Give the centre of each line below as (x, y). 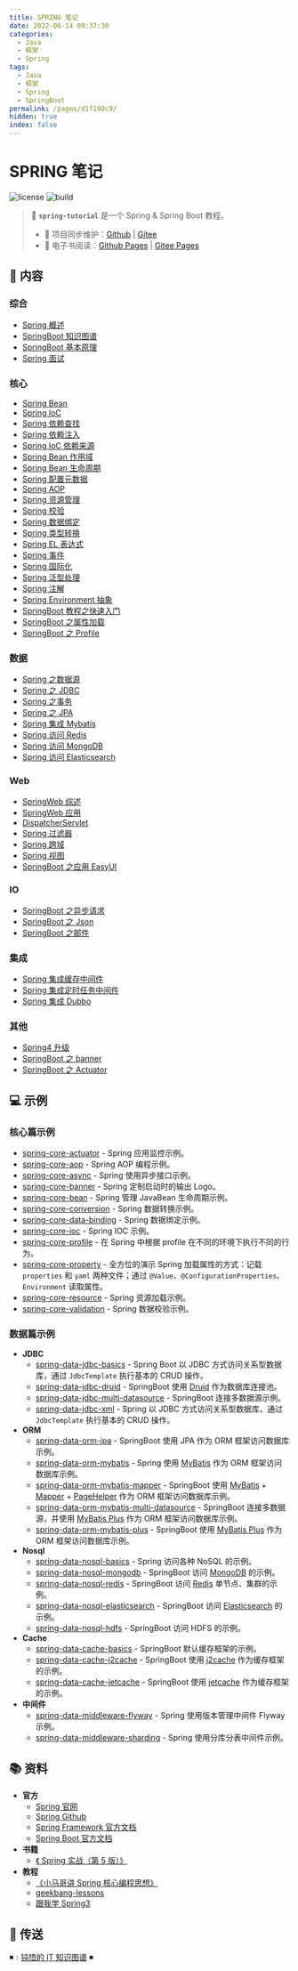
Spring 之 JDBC (51, 691)
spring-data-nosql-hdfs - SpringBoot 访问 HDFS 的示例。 (141, 1628)
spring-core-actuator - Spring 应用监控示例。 (105, 1153)
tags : (19, 68)
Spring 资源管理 (51, 499)
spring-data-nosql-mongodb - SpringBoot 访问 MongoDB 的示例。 (157, 1572)
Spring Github (61, 1817)
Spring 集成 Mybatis (59, 724)
